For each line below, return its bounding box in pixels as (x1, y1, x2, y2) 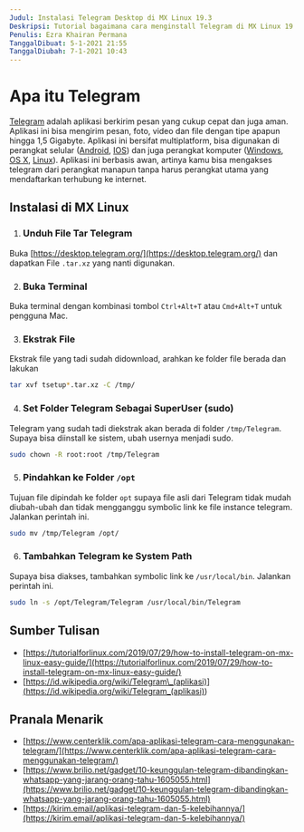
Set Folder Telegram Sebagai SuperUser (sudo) (22, 402, 234, 415)
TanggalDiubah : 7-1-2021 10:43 (9, 47, 128, 56)
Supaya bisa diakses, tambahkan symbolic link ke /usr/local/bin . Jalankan (9, 570, 291, 581)
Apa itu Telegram (9, 86, 141, 107)
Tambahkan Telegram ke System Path (22, 550, 193, 563)
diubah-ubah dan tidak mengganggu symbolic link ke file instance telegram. (9, 501, 293, 512)
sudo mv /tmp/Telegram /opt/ (9, 528, 119, 537)
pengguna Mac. (9, 310, 69, 322)
